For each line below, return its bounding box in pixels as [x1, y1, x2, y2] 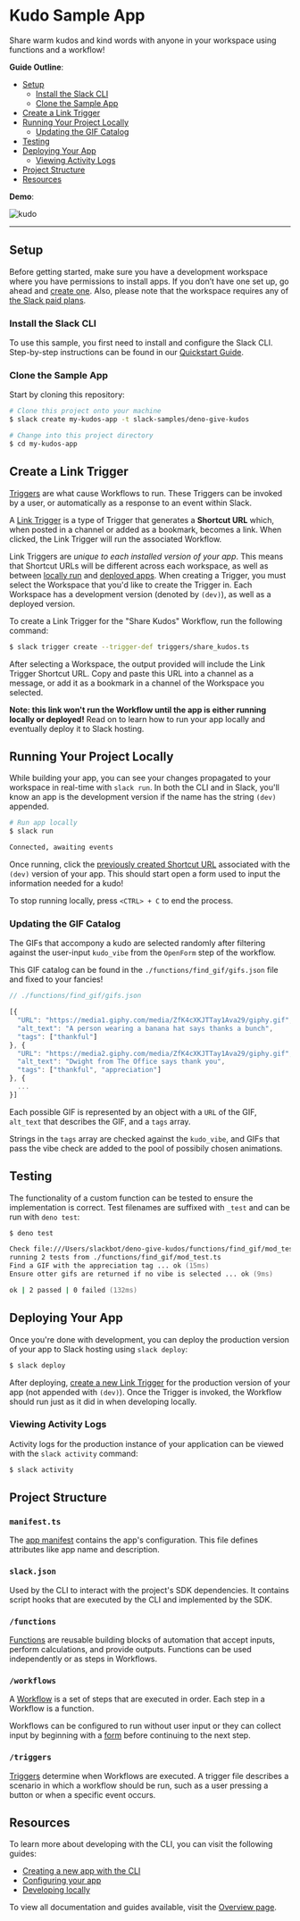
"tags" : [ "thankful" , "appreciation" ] [17, 1066, 162, 1075]
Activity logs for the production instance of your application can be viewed [9, 1438, 284, 1449]
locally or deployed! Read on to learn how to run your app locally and [9, 713, 266, 724]
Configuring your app [21, 1875, 102, 1886]
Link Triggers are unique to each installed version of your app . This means [9, 551, 284, 561]
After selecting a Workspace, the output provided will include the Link [9, 658, 266, 669]
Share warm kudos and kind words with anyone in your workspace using [9, 35, 277, 46]
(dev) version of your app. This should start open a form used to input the [9, 868, 281, 879]
